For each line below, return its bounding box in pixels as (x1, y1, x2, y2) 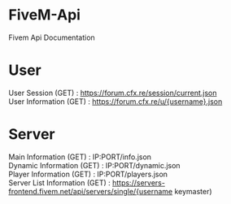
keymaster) (174, 186, 213, 196)
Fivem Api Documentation (8, 33, 95, 42)
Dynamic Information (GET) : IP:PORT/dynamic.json (8, 160, 181, 170)
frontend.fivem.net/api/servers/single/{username (8, 186, 173, 196)
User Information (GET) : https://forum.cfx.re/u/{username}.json (8, 96, 223, 106)
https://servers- (112, 177, 165, 188)
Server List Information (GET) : (8, 177, 111, 188)
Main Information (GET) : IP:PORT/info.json (8, 152, 152, 162)
